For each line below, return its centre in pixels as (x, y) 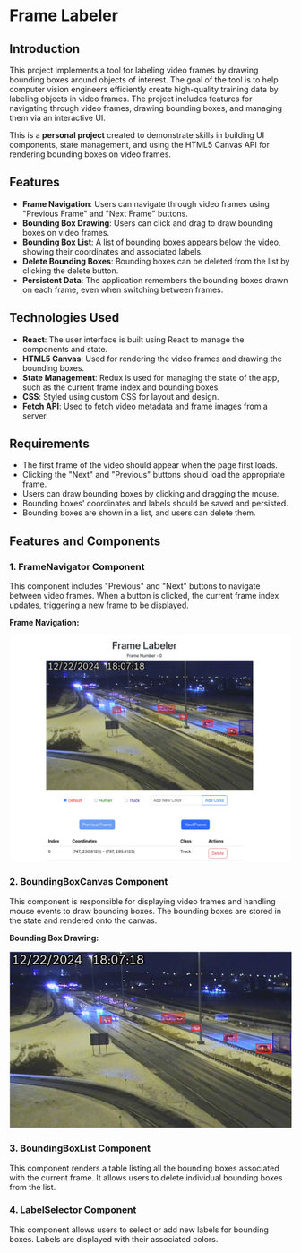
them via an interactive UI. (57, 118)
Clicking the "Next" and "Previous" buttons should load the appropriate (153, 475)
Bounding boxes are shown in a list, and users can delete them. (139, 513)
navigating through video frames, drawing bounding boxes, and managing (146, 108)
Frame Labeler (64, 16)
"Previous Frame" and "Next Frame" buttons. (105, 213)
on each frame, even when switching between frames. (123, 289)
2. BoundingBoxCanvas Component (89, 882)
